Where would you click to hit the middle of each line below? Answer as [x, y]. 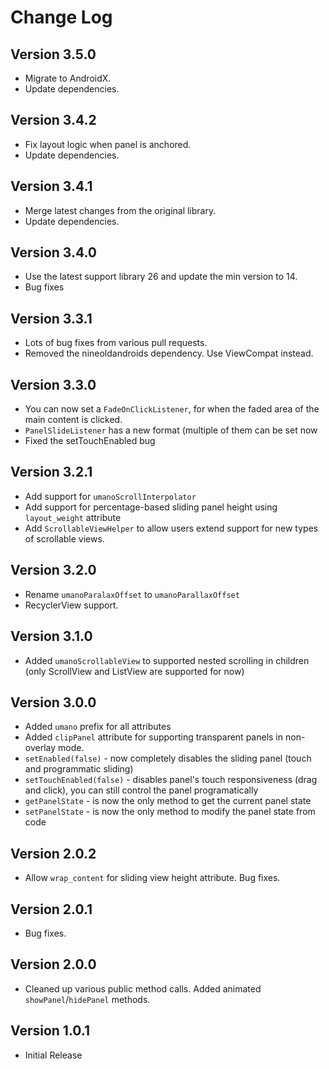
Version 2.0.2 [53, 853]
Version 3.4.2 [53, 120]
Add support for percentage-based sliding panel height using [151, 507]
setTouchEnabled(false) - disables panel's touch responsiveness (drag [171, 780]
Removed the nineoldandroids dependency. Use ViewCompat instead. [169, 353]
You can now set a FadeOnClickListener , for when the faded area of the [172, 409]
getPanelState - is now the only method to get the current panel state [168, 801]
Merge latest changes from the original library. [120, 210]
